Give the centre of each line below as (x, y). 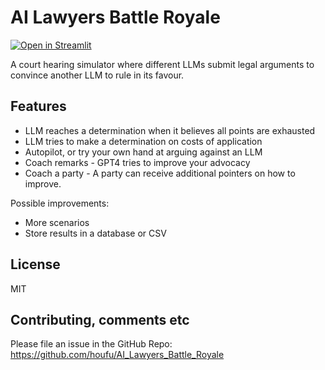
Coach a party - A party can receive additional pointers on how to (160, 173)
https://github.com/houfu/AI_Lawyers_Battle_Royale (117, 355)
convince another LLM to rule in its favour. (97, 75)
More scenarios (57, 222)
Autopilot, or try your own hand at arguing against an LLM (143, 152)
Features (38, 106)
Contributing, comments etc (100, 319)
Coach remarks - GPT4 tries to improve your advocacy (137, 162)
